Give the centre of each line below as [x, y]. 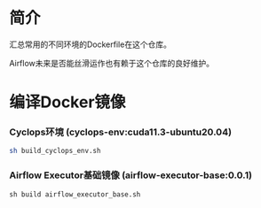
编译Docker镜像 [67, 102]
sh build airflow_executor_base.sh [75, 194]
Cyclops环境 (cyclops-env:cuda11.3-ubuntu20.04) [121, 132]
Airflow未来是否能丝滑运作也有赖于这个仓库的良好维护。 [112, 63]
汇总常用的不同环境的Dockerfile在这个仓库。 [90, 44]
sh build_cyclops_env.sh [55, 151]
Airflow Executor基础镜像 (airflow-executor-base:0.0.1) [131, 175]
